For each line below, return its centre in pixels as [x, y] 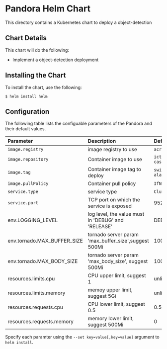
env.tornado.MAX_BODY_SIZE [43, 262]
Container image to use [115, 160]
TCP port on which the [114, 200]
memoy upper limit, [110, 290]
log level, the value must [116, 214]
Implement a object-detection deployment [55, 60]
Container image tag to [115, 170]
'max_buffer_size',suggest [118, 241]
